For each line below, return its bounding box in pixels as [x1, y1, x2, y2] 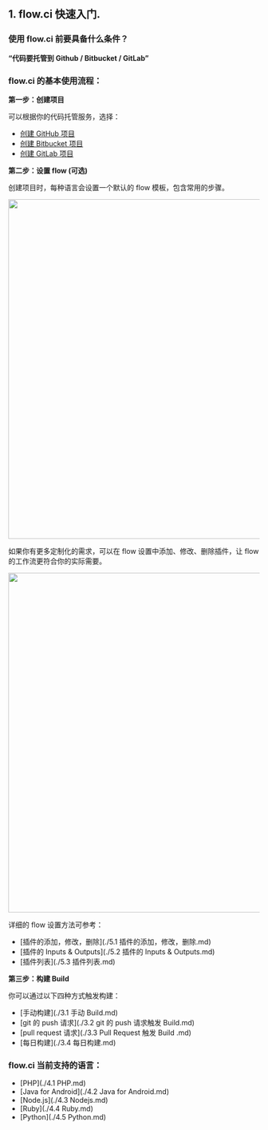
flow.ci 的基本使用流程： [8, 75, 102, 86]
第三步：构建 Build [8, 973, 69, 983]
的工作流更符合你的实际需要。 [8, 556, 106, 566]
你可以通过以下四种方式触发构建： [8, 990, 120, 1001]
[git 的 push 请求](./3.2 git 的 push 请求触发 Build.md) [19, 1017, 195, 1027]
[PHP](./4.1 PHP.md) [19, 1078, 86, 1088]
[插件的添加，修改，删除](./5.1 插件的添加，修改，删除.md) [19, 937, 211, 946]
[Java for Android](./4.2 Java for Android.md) [19, 1087, 170, 1096]
